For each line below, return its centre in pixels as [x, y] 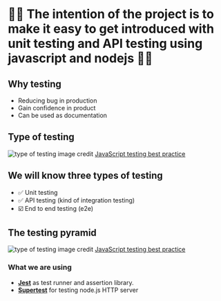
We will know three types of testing [85, 176]
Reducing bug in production [57, 101]
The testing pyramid [52, 233]
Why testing [35, 84]
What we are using [40, 268]
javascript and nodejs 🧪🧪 [80, 59]
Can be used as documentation [63, 115]
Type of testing [41, 137]
